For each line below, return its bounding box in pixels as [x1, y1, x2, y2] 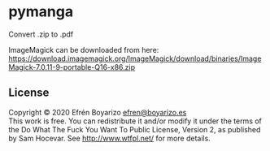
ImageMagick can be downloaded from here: [8, 45, 159, 54]
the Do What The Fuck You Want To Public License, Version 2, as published [8, 124, 261, 134]
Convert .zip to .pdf [8, 29, 74, 39]
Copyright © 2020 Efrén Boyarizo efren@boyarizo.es [8, 107, 187, 117]
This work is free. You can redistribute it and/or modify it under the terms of [8, 116, 263, 126]
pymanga [8, 2, 74, 21]
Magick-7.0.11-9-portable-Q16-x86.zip [8, 62, 136, 71]
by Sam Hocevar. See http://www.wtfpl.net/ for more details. [8, 133, 211, 143]
